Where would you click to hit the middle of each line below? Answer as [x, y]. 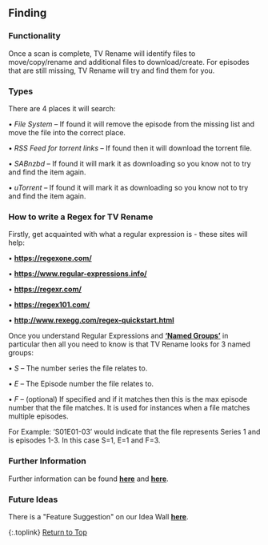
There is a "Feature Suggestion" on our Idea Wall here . [98, 516]
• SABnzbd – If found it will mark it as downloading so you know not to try [130, 163]
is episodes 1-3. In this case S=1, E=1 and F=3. [84, 440]
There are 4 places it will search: [62, 108]
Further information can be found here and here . [89, 479]
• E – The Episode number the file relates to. [81, 384]
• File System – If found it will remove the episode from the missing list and [131, 124]
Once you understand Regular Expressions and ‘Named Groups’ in [118, 336]
